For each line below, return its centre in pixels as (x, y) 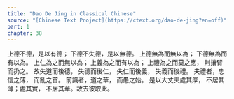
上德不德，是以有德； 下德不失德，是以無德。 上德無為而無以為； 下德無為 (114, 54)
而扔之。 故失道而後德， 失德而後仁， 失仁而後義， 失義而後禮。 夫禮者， (113, 71)
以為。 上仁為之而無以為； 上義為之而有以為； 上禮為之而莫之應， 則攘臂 (118, 63)
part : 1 (19, 26)
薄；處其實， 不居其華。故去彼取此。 (60, 89)
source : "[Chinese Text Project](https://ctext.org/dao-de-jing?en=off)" (117, 20)
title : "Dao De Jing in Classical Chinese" (72, 14)
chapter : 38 (25, 33)
